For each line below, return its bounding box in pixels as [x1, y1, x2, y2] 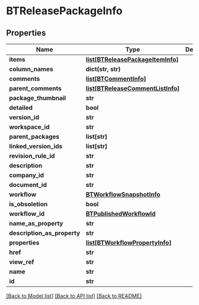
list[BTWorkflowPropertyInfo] [85, 239, 172, 247]
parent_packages [9, 132, 60, 141]
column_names [9, 65, 53, 73]
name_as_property [9, 220, 63, 227]
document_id [9, 181, 47, 189]
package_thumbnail [9, 94, 66, 102]
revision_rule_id [9, 152, 55, 160]
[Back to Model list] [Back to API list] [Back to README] [6, 293, 142, 299]
